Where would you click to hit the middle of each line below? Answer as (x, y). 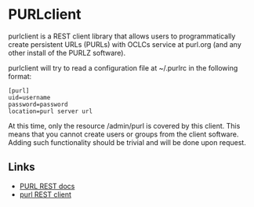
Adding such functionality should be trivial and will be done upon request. (127, 142)
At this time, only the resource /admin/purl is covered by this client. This (124, 125)
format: (20, 76)
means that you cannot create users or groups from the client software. (123, 134)
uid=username (29, 97)
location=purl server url (50, 111)
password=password (38, 104)
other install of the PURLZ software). (67, 53)
